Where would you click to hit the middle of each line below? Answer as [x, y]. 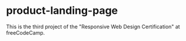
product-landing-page [62, 11]
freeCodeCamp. [26, 32]
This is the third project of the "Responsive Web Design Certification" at [93, 27]
